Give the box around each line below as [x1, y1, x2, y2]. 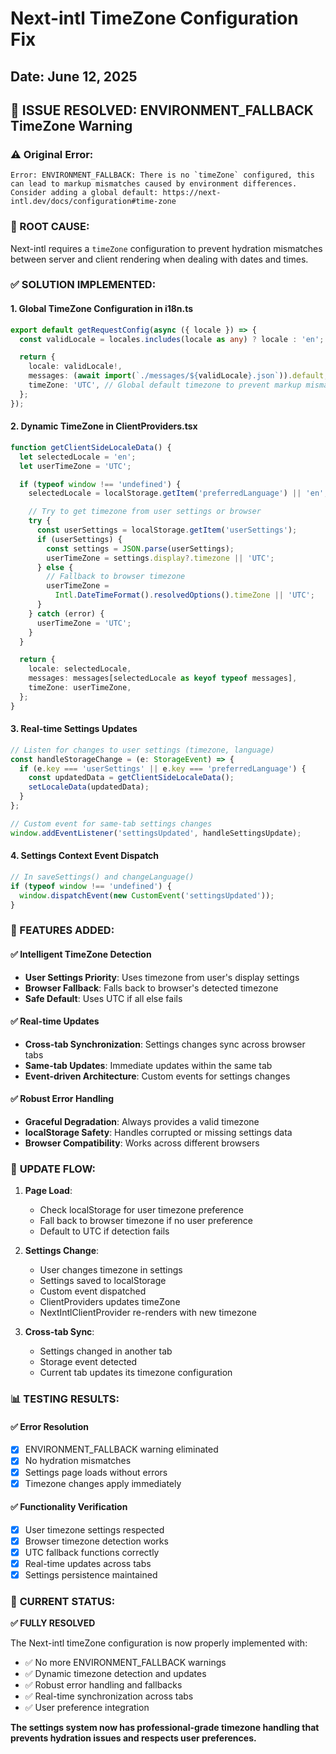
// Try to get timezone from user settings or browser [28, 507, 262, 517]
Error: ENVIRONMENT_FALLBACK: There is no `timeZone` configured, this [10, 170, 315, 181]
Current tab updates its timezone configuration [39, 1367, 233, 1379]
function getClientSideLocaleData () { [10, 442, 172, 452]
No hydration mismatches [24, 1455, 132, 1467]
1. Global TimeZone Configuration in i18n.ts [10, 303, 194, 315]
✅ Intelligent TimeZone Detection [10, 948, 152, 960]
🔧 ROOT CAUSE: [10, 220, 90, 234]
